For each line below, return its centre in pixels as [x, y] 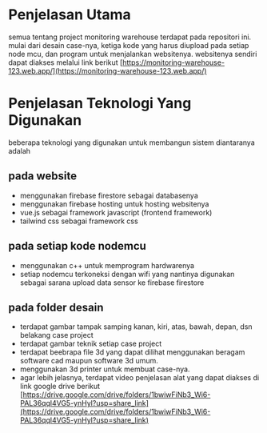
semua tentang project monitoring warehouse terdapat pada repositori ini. [130, 37]
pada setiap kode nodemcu [77, 246]
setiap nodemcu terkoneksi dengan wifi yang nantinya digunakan [127, 274]
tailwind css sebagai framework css [79, 221]
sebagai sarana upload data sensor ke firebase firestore [112, 283]
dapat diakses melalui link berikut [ [66, 62]
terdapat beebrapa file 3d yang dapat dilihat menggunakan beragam [132, 352]
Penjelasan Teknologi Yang [100, 104]
